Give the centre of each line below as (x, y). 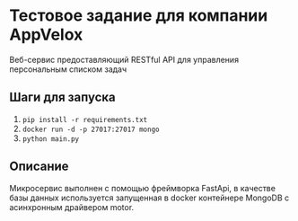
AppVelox (46, 35)
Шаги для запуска (62, 97)
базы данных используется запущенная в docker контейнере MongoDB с (149, 198)
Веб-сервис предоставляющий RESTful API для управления (124, 59)
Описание (39, 167)
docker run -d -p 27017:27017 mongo (91, 129)
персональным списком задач (68, 69)
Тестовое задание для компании (139, 16)
